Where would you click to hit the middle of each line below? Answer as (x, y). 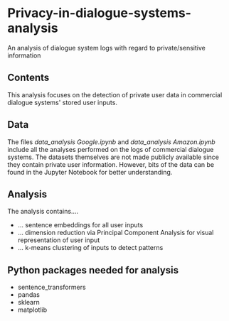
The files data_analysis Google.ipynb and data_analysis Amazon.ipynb (111, 142)
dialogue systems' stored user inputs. (62, 102)
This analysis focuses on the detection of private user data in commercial (115, 94)
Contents (28, 78)
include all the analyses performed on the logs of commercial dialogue (111, 149)
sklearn (29, 303)
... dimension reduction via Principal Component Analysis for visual (116, 233)
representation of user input (59, 240)
